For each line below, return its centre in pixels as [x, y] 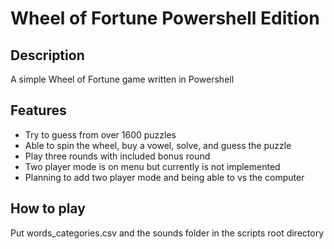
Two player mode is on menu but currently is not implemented [152, 166]
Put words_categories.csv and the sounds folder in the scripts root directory [167, 233]
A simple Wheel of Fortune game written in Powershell [122, 79]
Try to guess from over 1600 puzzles [100, 134]
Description [47, 55]
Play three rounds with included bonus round [117, 156]
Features [38, 110]
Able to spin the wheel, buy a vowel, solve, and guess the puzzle [158, 145]
